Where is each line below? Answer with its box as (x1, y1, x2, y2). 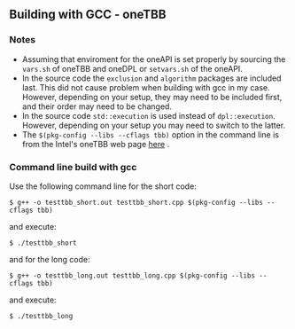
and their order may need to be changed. (21, 101, 173, 112)
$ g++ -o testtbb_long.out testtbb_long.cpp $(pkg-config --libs (9, 270, 255, 280)
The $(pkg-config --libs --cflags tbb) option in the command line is (21, 129, 279, 140)
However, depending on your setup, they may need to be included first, (21, 91, 283, 102)
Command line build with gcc (9, 161, 137, 173)
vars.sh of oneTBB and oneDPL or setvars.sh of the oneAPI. (21, 63, 244, 74)
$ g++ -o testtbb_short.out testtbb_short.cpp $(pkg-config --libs (9, 198, 264, 207)
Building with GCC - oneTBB (9, 7, 167, 22)
